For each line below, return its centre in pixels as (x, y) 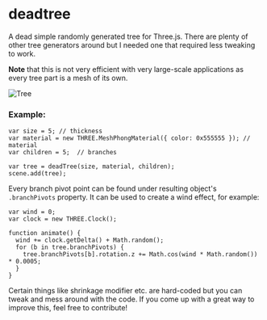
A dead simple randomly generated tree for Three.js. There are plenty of (128, 36)
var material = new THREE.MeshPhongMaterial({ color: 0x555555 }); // (129, 138)
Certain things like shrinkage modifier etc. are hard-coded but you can (125, 291)
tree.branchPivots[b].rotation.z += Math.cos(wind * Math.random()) (140, 255)
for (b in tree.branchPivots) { (70, 247)
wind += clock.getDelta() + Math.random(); (90, 240)
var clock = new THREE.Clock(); (63, 219)
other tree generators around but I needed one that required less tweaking (132, 44)
